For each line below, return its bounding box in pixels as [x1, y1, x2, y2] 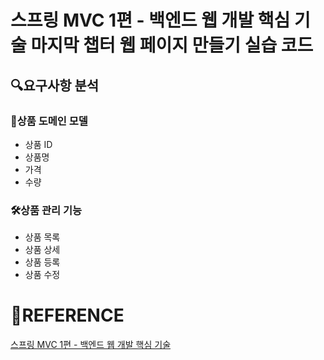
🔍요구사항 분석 [10, 77, 100, 94]
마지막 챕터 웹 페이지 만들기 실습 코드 [30, 34, 314, 57]
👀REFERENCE [10, 304, 125, 327]
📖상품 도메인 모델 [10, 114, 88, 128]
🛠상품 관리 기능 [10, 203, 83, 217]
